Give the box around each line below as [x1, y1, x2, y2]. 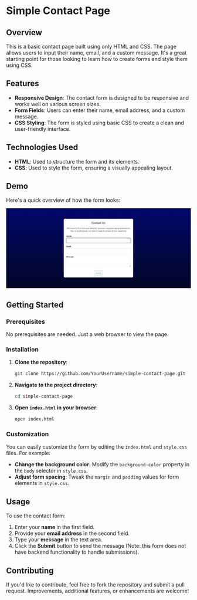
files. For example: [6, 450, 51, 457]
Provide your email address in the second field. [14, 530, 130, 537]
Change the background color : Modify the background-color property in [14, 461, 190, 468]
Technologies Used [6, 143, 78, 152]
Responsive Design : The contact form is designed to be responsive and [14, 94, 189, 101]
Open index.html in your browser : [14, 404, 98, 411]
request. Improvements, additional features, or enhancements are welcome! [6, 588, 189, 594]
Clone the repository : [14, 359, 68, 366]
